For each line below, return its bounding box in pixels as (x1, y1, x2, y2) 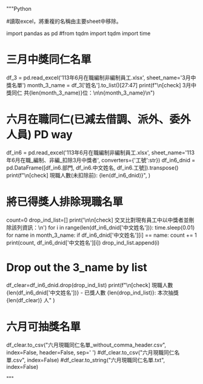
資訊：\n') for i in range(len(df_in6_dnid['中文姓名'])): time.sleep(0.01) (22, 223, 195, 231)
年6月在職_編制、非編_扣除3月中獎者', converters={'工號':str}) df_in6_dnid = (6, 156, 196, 164)
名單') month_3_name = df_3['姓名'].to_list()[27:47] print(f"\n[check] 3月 (11, 81, 191, 88)
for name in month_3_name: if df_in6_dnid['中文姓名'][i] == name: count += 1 (6, 231, 197, 239)
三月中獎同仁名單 (6, 53, 92, 67)
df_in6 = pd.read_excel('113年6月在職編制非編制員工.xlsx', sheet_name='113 (6, 148, 195, 156)
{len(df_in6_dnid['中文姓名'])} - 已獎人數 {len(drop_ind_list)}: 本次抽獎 (6, 289, 179, 296)
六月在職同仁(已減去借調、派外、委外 (6, 113, 191, 127)
